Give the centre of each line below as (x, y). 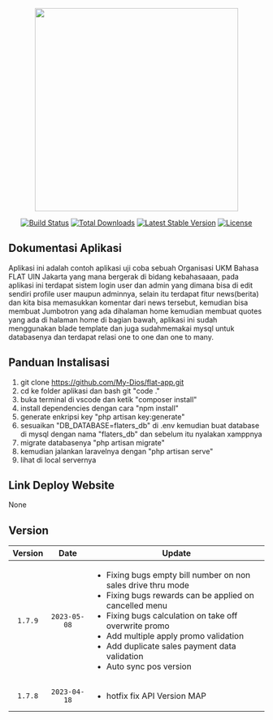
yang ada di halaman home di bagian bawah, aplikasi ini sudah (113, 319)
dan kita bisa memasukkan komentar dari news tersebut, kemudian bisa (128, 302)
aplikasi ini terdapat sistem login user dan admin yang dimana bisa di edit (131, 285)
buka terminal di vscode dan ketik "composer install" (108, 399)
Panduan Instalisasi (59, 363)
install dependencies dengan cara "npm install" (99, 408)
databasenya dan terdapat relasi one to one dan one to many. (111, 336)
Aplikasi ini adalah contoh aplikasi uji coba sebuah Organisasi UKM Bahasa (134, 267)
